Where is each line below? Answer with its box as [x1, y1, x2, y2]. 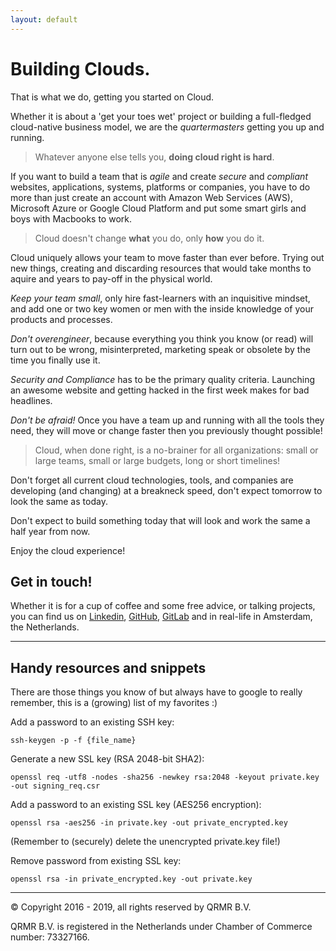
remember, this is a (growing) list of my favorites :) [10, 697, 218, 709]
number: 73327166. [10, 931, 90, 943]
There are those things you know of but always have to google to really [10, 686, 303, 698]
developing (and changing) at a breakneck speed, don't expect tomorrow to [10, 484, 323, 496]
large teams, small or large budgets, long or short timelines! [34, 454, 281, 466]
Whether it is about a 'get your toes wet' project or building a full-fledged [10, 110, 312, 122]
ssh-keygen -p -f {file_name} [10, 736, 137, 746]
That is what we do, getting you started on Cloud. [10, 91, 215, 103]
